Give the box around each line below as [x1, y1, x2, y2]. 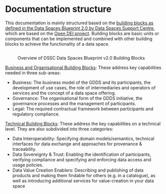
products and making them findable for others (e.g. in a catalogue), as [12, 172, 156, 178]
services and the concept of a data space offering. [12, 90, 116, 96]
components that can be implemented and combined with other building [5, 36, 153, 42]
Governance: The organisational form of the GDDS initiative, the [12, 95, 143, 101]
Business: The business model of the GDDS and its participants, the [12, 79, 151, 85]
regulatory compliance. [12, 111, 60, 117]
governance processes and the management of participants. [12, 100, 136, 106]
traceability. [12, 146, 37, 152]
